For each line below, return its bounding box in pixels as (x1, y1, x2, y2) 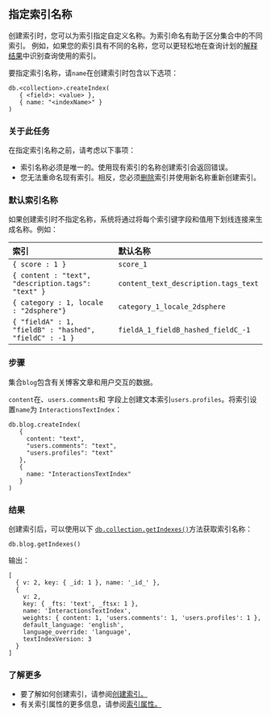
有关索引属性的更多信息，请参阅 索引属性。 (19, 699, 162, 709)
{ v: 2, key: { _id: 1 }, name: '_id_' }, (15, 579, 161, 587)
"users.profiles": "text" (26, 449, 114, 457)
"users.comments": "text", (26, 442, 117, 450)
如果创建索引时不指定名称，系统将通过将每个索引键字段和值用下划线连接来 (8, 215, 256, 224)
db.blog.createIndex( (8, 421, 81, 429)
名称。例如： (15, 224, 58, 234)
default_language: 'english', (23, 621, 125, 629)
